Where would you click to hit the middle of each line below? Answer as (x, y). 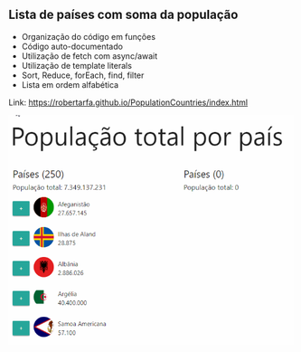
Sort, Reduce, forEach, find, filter (83, 75)
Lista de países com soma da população (123, 15)
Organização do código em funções (88, 36)
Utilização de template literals (77, 65)
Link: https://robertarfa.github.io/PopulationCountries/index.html (128, 102)
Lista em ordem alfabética (70, 84)
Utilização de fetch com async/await (89, 56)
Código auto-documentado (72, 46)
